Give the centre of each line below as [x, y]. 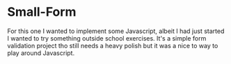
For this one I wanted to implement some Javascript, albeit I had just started [116, 31]
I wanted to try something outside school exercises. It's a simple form [107, 38]
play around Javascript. [41, 53]
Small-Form [42, 12]
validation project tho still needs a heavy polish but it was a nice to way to [113, 45]
